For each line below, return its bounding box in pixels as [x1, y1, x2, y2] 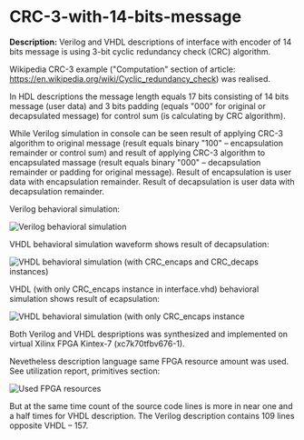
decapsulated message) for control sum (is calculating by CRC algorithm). [9, 110, 286, 121]
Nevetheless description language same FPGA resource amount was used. [9, 355, 289, 366]
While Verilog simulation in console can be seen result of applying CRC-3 [9, 127, 284, 138]
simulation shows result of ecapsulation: [9, 293, 161, 304]
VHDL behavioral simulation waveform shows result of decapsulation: [9, 238, 270, 249]
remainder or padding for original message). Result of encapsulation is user [9, 166, 292, 177]
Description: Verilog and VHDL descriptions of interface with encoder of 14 [9, 36, 292, 47]
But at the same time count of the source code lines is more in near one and [9, 400, 293, 411]
